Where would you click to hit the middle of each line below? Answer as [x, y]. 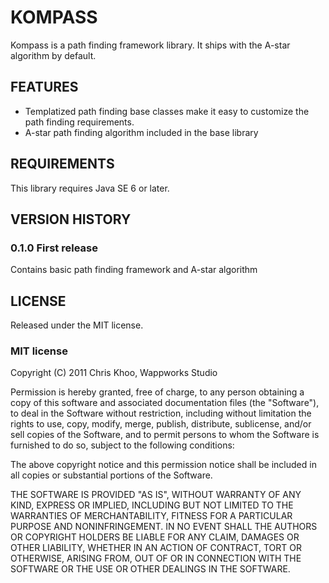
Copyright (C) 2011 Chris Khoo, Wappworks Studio [114, 373]
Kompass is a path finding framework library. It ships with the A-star [150, 45]
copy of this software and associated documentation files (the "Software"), [165, 403]
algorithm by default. [53, 55]
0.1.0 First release [54, 248]
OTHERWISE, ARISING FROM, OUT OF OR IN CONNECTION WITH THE [156, 558]
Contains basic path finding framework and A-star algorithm [134, 270]
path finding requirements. [79, 122]
